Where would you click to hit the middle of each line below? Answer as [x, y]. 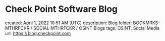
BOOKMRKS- [146, 23]
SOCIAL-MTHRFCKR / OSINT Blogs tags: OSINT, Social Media [96, 28]
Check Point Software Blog [61, 9]
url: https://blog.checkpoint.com [38, 33]
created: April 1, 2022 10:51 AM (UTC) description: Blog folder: [69, 23]
